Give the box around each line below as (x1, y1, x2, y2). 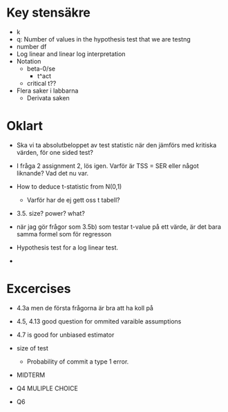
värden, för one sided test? (16, 148, 94, 156)
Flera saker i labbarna (16, 86, 79, 95)
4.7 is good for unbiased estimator (16, 330, 115, 339)
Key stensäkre (6, 5, 91, 21)
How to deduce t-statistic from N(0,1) (16, 182, 122, 191)
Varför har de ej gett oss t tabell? (26, 196, 120, 204)
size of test (16, 344, 49, 352)
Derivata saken (26, 93, 70, 102)
